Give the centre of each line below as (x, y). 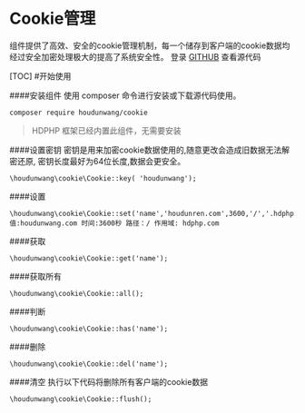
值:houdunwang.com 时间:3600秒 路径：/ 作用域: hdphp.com (114, 223)
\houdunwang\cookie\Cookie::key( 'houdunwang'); (103, 178)
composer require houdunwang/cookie (79, 113)
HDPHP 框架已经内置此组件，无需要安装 (106, 130)
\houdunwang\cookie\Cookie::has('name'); (89, 329)
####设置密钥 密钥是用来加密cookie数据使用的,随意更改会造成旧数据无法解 (150, 150)
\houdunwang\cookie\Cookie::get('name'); (89, 258)
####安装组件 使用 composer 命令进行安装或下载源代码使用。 (125, 95)
